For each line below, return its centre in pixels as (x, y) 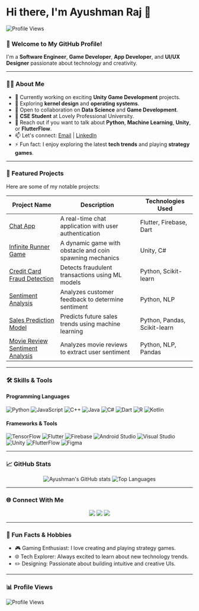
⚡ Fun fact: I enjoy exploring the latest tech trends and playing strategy (102, 144)
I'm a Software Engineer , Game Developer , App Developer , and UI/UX (93, 57)
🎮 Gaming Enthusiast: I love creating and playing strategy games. (95, 548)
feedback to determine (92, 299)
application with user (89, 226)
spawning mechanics (90, 257)
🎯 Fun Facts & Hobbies (39, 534)
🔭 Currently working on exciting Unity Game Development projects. (97, 97)
